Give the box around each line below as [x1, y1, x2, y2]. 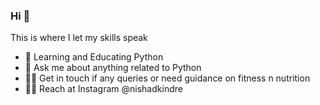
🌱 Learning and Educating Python [24, 51, 164, 63]
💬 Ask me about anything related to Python [24, 62, 202, 74]
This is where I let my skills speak [10, 32, 148, 44]
